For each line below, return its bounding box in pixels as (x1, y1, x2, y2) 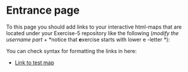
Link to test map (14, 59, 55, 66)
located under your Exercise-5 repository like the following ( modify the (6, 29, 179, 36)
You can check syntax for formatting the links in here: (6, 47, 137, 54)
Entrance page (6, 4, 80, 17)
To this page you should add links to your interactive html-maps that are (6, 23, 182, 30)
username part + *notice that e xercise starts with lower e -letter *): (6, 36, 170, 43)
